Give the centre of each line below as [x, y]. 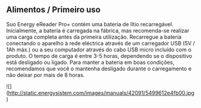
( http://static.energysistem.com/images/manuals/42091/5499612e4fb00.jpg [100, 92]
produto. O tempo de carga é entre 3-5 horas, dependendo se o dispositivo [99, 55]
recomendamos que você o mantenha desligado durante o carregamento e [99, 69]
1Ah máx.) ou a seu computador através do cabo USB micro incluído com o [99, 50]
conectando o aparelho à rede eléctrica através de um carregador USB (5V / [100, 43]
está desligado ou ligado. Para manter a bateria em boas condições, [90, 62]
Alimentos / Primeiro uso [53, 10]
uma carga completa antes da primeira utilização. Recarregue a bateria [94, 37]
